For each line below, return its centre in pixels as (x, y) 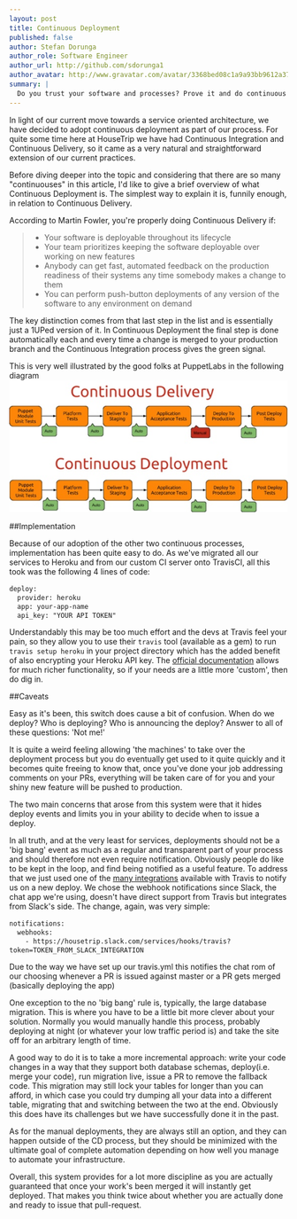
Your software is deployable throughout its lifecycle (137, 237)
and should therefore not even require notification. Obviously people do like (147, 859)
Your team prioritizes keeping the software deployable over (152, 246)
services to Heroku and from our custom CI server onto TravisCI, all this (140, 562)
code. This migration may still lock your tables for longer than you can (136, 1086)
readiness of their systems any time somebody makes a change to (165, 275)
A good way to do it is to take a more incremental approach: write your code (148, 1058)
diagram (24, 375)
